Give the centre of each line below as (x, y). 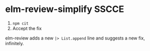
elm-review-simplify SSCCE (65, 9)
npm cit (20, 23)
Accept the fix (27, 28)
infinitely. (15, 43)
